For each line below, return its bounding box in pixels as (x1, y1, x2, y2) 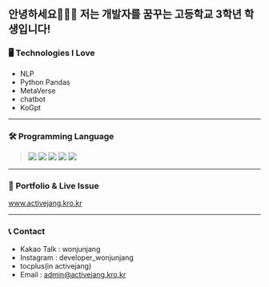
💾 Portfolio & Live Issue (8, 180, 100, 191)
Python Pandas (19, 77, 70, 86)
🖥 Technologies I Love (8, 47, 95, 58)
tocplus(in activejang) (19, 261, 92, 270)
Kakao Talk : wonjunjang (19, 244, 101, 253)
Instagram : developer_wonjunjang (19, 253, 134, 262)
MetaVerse (19, 86, 56, 95)
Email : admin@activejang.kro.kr (19, 269, 126, 279)
